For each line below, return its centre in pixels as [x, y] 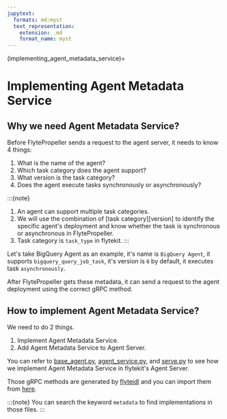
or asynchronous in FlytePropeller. [65, 233]
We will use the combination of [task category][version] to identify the [116, 219]
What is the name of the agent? [61, 163]
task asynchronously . [36, 269]
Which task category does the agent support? [82, 170]
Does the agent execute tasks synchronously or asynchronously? [109, 185]
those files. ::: [26, 409]
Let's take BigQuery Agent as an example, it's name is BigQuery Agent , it [109, 254]
